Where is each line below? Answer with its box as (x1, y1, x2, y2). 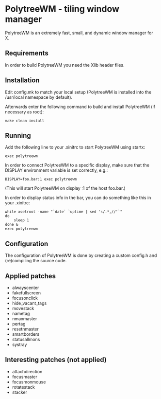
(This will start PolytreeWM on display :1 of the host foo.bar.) (5, 185, 126, 191)
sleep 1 (14, 218, 29, 223)
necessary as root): (5, 109, 44, 115)
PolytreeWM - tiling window (5, 3, 120, 15)
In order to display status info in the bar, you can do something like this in (5, 195, 151, 200)
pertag (12, 321, 26, 326)
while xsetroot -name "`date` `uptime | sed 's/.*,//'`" (5, 209, 123, 215)
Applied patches (5, 272, 56, 280)
